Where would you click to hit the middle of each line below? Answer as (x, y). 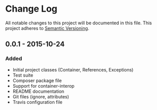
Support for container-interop (43, 86)
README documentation (38, 91)
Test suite (23, 75)
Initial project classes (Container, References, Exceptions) (73, 69)
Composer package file (37, 80)
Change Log (31, 9)
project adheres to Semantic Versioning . (47, 28)
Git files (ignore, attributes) (41, 96)
